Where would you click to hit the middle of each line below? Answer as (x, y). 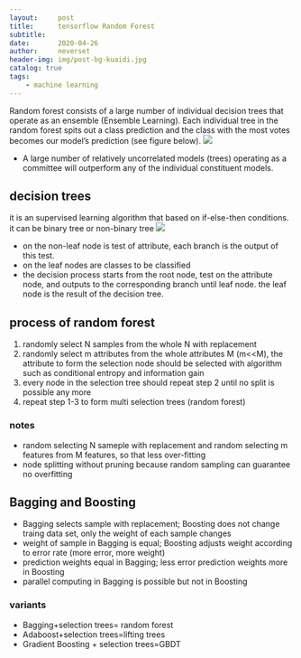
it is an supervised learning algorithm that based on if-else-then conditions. (150, 218)
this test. (38, 256)
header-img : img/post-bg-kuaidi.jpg (78, 60)
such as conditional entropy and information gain (113, 373)
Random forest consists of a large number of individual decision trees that (146, 110)
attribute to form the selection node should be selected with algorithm (152, 363)
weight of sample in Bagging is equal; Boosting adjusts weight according (157, 543)
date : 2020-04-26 (54, 43)
